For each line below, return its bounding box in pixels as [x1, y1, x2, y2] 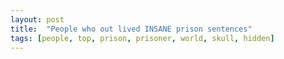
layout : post [10, 14, 65, 25]
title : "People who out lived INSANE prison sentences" [10, 24, 253, 34]
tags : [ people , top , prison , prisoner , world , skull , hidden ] [10, 33, 275, 43]
